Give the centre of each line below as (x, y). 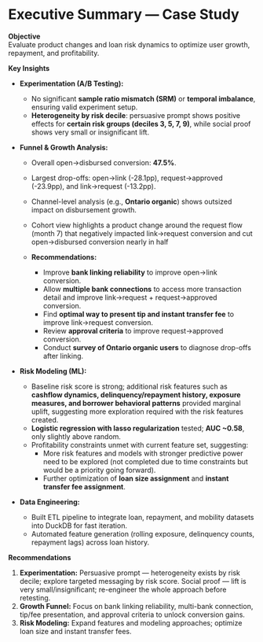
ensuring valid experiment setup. (84, 107)
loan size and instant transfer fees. (75, 631)
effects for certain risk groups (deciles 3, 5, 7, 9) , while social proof (141, 124)
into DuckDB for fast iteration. (79, 526)
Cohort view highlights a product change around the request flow (137, 225)
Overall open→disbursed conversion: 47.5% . (104, 162)
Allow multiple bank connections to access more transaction (142, 289)
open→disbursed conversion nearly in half (100, 242)
